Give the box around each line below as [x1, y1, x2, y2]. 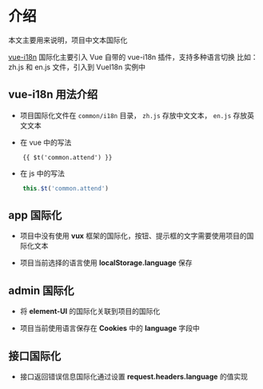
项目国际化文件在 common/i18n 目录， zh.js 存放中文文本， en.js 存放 [19, 110, 248, 120]
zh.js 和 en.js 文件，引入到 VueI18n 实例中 [8, 62, 146, 72]
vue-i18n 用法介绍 [8, 88, 98, 101]
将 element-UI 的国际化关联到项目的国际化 [19, 307, 161, 316]
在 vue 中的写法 [19, 137, 72, 147]
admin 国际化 [8, 284, 74, 297]
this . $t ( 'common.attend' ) [22, 185, 110, 193]
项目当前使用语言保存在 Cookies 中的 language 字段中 [19, 324, 200, 333]
